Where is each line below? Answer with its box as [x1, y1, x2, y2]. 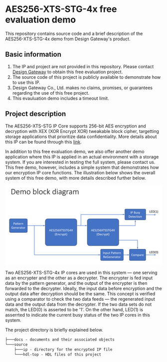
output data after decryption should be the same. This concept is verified [5, 291, 156, 297]
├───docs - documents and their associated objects [5, 337, 115, 342]
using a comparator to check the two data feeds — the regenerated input [5, 296, 156, 302]
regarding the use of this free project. [12, 90, 90, 96]
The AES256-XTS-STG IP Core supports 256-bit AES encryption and [5, 123, 146, 129]
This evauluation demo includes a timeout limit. [12, 95, 109, 101]
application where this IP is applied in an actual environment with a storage [5, 153, 159, 160]
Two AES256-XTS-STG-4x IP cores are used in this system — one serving [5, 270, 158, 276]
